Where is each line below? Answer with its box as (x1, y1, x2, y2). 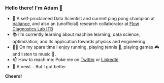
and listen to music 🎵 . (12, 51, 56, 57)
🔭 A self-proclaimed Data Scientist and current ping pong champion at (12, 16, 155, 22)
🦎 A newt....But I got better (12, 64, 66, 70)
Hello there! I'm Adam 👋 (5, 4, 63, 11)
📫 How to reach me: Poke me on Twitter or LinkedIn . (12, 56, 120, 63)
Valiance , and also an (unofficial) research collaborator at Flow (12, 21, 139, 27)
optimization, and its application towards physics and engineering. (12, 39, 147, 45)
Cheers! (5, 73, 22, 79)
